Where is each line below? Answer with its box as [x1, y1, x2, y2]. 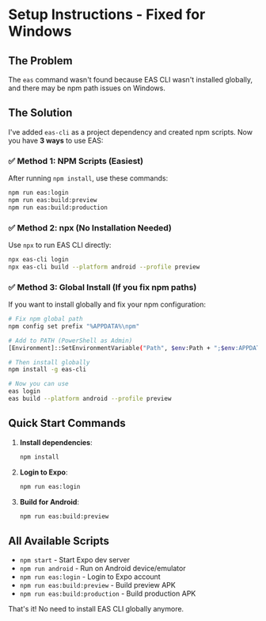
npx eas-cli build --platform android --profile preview [8, 263, 200, 271]
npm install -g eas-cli [8, 366, 87, 374]
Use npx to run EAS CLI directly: [8, 240, 112, 250]
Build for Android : [19, 497, 79, 506]
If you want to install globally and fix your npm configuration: [8, 299, 207, 310]
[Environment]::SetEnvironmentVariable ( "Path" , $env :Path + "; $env [8, 344, 236, 352]
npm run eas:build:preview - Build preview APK [19, 581, 176, 590]
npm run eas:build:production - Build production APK [19, 589, 196, 599]
